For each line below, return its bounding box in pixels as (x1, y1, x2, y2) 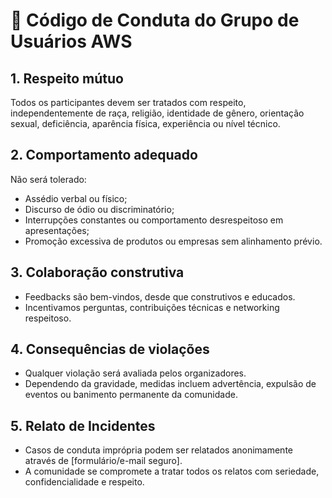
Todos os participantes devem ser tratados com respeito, (10, 97, 247, 108)
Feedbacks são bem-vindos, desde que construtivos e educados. (24, 290, 296, 303)
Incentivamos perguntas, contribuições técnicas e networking (24, 301, 280, 313)
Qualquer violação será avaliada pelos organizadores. (24, 367, 247, 379)
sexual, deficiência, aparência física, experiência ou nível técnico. (10, 118, 281, 129)
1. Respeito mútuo (10, 70, 124, 87)
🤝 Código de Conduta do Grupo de (10, 9, 300, 32)
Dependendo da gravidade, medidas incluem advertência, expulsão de (24, 378, 317, 390)
